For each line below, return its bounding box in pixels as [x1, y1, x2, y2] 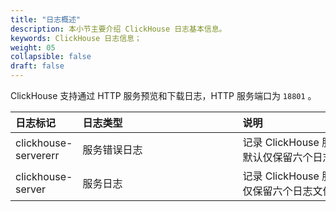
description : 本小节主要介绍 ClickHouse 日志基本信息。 [10, 24, 227, 34]
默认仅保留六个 [242, 151, 313, 164]
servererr [15, 149, 60, 162]
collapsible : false [10, 52, 92, 62]
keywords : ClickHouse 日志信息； [10, 33, 142, 43]
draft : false [10, 61, 65, 71]
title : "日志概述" [10, 14, 82, 25]
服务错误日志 [82, 143, 143, 156]
